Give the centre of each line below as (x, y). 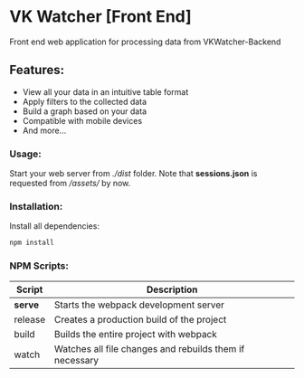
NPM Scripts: (39, 266)
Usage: (26, 154)
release (30, 319)
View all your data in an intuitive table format (105, 91)
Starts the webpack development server (139, 305)
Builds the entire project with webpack (135, 334)
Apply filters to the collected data (85, 101)
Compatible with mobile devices (82, 120)
